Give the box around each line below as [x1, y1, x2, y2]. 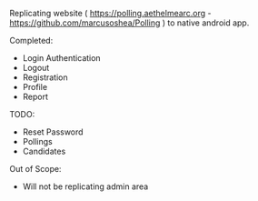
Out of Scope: [9, 164, 62, 174]
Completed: [9, 35, 54, 45]
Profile [22, 82, 48, 92]
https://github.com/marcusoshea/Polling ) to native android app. [9, 17, 250, 28]
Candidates [22, 146, 66, 156]
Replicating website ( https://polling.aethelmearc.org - [9, 8, 212, 18]
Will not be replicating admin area [22, 181, 149, 192]
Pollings [22, 136, 53, 146]
